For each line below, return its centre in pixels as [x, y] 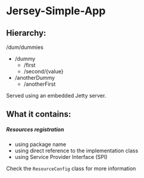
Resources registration [35, 129]
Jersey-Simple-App [56, 11]
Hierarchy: [26, 33]
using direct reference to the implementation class [76, 151]
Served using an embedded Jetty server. [56, 96]
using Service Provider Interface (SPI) [61, 157]
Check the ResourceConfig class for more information [71, 168]
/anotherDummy [35, 78]
